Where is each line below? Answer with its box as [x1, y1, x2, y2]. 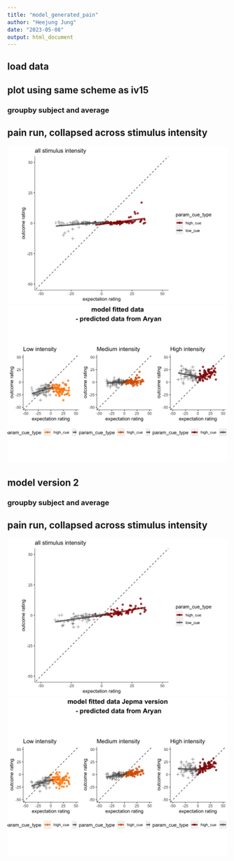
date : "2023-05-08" [7, 26, 64, 33]
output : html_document [7, 34, 74, 41]
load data [7, 60, 49, 72]
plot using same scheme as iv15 [7, 84, 149, 96]
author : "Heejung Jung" [7, 18, 77, 26]
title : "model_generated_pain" [7, 11, 99, 18]
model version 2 [7, 476, 79, 488]
